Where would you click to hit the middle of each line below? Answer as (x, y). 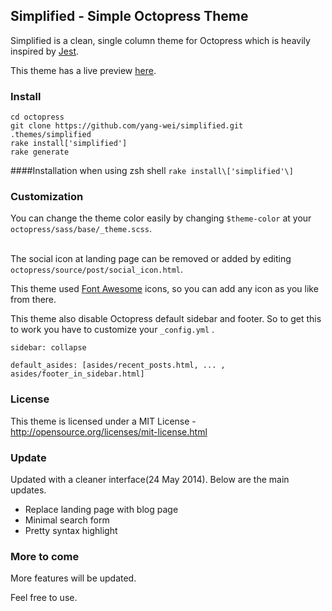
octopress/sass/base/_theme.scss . (81, 229)
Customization (47, 197)
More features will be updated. (73, 578)
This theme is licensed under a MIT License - (103, 421)
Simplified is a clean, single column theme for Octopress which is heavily (160, 40)
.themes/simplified (51, 135)
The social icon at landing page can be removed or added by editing (151, 259)
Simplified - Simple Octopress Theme (129, 16)
